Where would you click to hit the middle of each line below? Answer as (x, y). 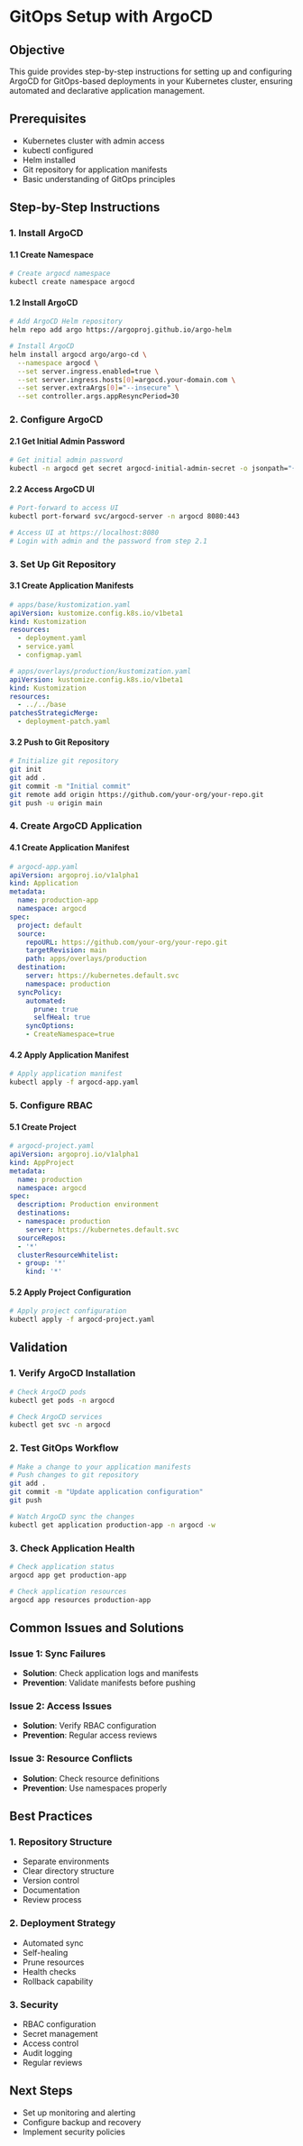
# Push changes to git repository (74, 1475)
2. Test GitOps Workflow (64, 1448)
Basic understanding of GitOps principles (99, 179)
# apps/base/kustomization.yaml (70, 605)
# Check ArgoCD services (56, 1417)
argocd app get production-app (68, 1575)
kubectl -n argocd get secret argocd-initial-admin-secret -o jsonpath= (149, 469)
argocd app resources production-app (80, 1600)
